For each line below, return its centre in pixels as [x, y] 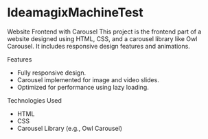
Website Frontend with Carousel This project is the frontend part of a [104, 31]
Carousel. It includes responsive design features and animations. [99, 46]
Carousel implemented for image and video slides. [88, 79]
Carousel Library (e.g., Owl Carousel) [69, 128]
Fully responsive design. [51, 73]
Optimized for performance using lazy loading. [83, 87]
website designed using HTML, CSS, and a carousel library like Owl [102, 38]
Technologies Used [34, 100]
